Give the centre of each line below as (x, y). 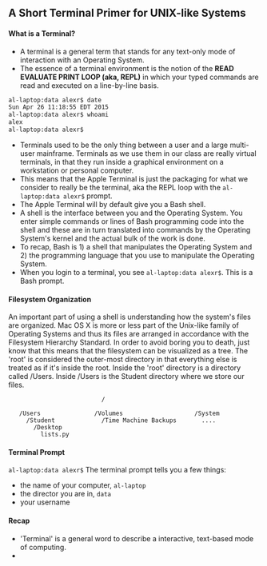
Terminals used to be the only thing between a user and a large (124, 145)
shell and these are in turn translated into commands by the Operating (135, 229)
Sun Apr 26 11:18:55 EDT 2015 (59, 107)
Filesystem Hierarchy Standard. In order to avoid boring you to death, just (129, 342)
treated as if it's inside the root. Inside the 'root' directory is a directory (125, 368)
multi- (239, 145)
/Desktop (48, 428)
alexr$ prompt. (88, 196)
